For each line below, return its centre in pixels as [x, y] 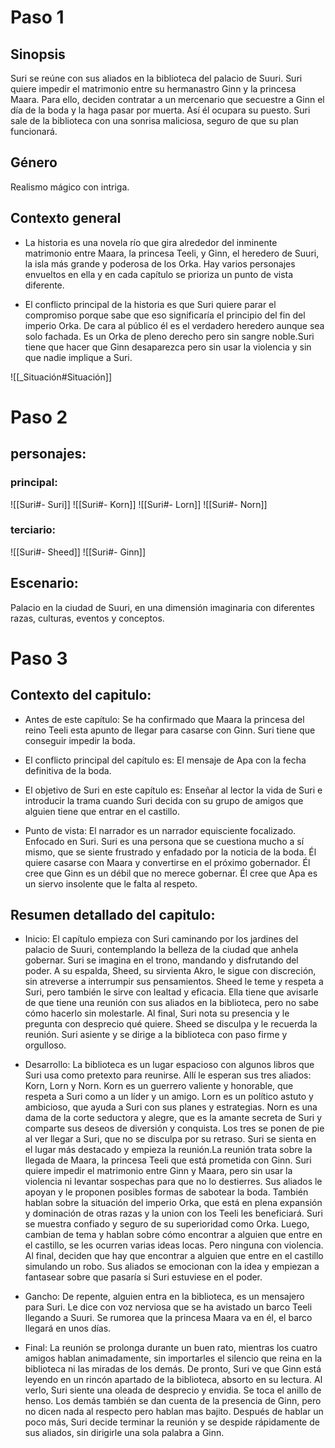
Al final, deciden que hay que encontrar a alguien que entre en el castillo [174, 1256]
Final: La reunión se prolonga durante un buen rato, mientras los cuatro [171, 1348]
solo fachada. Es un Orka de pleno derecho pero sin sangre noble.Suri [169, 336]
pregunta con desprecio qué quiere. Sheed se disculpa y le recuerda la [171, 1024]
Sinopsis [38, 54]
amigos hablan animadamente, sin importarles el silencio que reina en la [173, 1358]
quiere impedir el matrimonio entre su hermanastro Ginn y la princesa [153, 89]
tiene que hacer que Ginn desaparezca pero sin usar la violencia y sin [168, 347]
